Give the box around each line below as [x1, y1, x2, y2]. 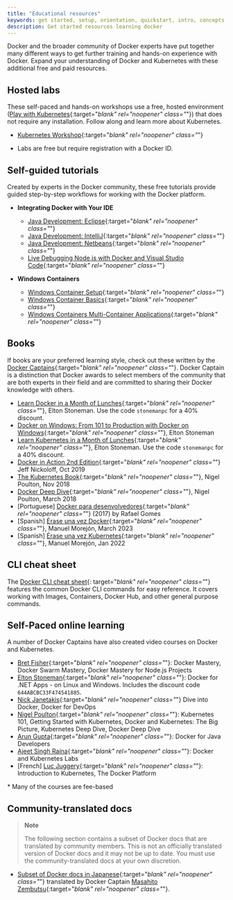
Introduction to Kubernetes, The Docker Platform [17, 769, 157, 777]
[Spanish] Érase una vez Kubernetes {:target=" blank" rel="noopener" [17, 531, 215, 539]
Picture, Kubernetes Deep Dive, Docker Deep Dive [17, 725, 161, 734]
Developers [17, 740, 51, 748]
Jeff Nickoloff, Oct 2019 [17, 465, 85, 474]
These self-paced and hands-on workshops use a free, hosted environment [7, 103, 224, 111]
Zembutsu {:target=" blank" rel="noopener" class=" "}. [17, 885, 170, 893]
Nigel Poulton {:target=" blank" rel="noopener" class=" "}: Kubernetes [17, 710, 214, 718]
